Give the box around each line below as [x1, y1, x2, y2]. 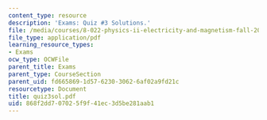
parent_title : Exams [8, 63, 77, 71]
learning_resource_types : [8, 41, 94, 49]
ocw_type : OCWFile [8, 56, 69, 64]
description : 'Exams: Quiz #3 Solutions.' [8, 19, 151, 27]
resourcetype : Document [8, 84, 87, 93]
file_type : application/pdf [8, 33, 102, 42]
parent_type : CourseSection [8, 70, 102, 78]
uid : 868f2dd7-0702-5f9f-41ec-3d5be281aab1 [8, 99, 155, 107]
